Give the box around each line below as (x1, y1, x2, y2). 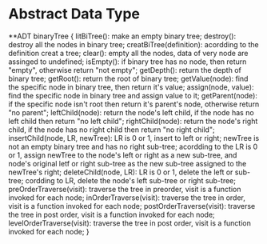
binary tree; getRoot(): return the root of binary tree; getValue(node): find (8, 74, 249, 83)
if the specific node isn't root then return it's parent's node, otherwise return (8, 99, 260, 109)
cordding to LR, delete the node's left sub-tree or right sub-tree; (25, 175, 237, 185)
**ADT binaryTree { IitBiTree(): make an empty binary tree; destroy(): (8, 31, 237, 41)
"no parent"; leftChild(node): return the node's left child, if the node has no (8, 107, 254, 117)
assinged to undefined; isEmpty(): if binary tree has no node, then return (8, 57, 247, 66)
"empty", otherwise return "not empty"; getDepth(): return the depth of (8, 65, 241, 74)
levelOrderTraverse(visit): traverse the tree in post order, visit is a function (8, 218, 252, 228)
